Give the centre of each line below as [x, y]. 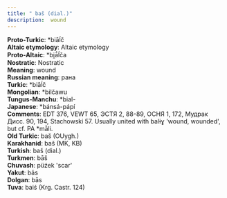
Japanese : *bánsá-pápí [41, 106]
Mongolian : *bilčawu [37, 92]
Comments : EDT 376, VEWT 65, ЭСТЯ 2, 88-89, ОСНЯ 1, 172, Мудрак [108, 114]
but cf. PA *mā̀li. [30, 128]
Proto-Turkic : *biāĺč [36, 39]
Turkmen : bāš [27, 158]
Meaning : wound [32, 70]
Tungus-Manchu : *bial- [42, 99]
